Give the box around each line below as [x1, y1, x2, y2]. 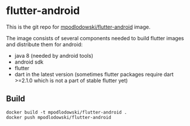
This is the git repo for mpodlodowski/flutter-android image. [6, 23, 151, 30]
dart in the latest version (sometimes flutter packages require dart [14, 71, 174, 78]
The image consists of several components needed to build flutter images [6, 34, 184, 41]
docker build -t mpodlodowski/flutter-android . [6, 109, 127, 115]
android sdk [14, 58, 44, 65]
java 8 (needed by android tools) [14, 52, 94, 59]
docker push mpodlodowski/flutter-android [6, 114, 111, 120]
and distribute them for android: [6, 41, 83, 48]
